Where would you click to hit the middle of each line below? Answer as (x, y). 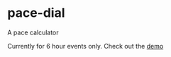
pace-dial (36, 13)
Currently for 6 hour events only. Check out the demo (85, 46)
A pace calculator (33, 32)
